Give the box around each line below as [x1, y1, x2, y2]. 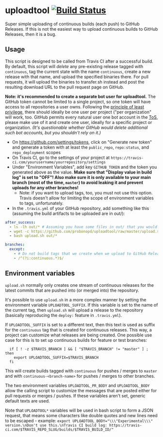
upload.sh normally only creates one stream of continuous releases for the [5, 282, 154, 288]
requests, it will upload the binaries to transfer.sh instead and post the [5, 79, 145, 85]
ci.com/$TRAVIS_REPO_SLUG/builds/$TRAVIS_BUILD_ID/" [5, 427, 114, 432]
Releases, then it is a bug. [5, 31, 57, 37]
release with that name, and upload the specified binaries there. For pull [5, 73, 149, 80]
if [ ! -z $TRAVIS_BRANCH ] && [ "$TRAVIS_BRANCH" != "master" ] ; [9, 347, 149, 351]
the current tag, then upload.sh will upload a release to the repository [5, 307, 144, 313]
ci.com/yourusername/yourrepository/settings [12, 159, 106, 165]
